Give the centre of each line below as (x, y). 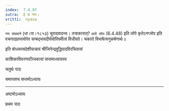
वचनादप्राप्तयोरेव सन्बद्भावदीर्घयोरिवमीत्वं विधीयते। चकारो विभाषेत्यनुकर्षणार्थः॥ (66, 39)
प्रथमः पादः (13, 104)
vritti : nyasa (21, 19)
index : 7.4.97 (21, 10)
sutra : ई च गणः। (22, 15)
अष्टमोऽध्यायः (16, 94)
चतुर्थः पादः (13, 69)
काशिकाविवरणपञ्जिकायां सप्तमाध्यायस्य (36, 59)
